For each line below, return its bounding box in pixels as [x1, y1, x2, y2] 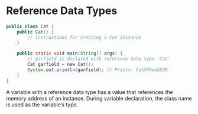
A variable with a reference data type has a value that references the [6, 88, 173, 95]
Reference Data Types [6, 4, 118, 18]
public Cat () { [17, 29, 54, 35]
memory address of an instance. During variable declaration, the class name [6, 95, 192, 102]
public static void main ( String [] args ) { [17, 51, 123, 56]
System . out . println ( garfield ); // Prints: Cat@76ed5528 [27, 67, 168, 73]
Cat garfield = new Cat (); [27, 62, 94, 68]
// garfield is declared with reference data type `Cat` [27, 56, 170, 62]
